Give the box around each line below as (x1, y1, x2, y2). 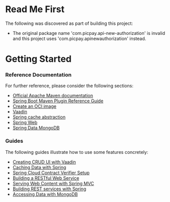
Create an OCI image (12, 103, 57, 109)
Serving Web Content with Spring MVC (12, 180, 94, 186)
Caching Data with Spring (12, 164, 66, 170)
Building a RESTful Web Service (12, 175, 80, 181)
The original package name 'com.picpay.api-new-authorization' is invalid (12, 30, 165, 36)
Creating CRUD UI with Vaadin (12, 158, 76, 165)
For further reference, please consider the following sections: (5, 83, 133, 89)
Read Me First (5, 4, 65, 15)
